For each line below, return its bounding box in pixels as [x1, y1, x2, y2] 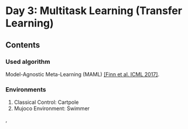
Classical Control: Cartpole [13, 99, 79, 106]
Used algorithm [5, 57, 50, 66]
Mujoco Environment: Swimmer [13, 105, 90, 112]
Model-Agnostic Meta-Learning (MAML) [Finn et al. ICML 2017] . [5, 70, 159, 77]
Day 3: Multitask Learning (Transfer [5, 4, 183, 18]
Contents [5, 40, 40, 50]
